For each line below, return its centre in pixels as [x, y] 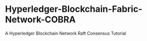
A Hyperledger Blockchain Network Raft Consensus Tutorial [66, 33]
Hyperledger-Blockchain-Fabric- [74, 9]
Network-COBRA [41, 20]
